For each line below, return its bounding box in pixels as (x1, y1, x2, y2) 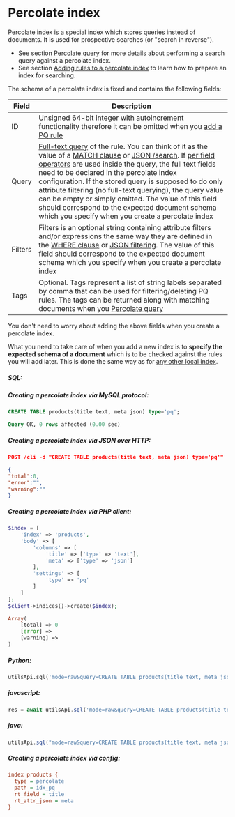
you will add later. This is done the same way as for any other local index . (8, 357, 218, 365)
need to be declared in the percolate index (38, 167, 177, 177)
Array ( (8, 615, 27, 622)
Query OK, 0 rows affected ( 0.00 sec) (8, 421, 121, 428)
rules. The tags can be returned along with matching (38, 295, 210, 305)
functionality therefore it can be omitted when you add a (38, 121, 222, 131)
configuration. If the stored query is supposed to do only (38, 176, 223, 186)
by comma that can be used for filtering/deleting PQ (38, 286, 209, 296)
